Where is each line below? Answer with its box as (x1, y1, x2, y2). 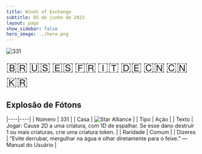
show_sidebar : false (6, 25, 58, 32)
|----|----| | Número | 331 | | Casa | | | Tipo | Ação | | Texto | (6, 115, 194, 123)
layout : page (6, 20, 39, 26)
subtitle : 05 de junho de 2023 (6, 14, 85, 20)
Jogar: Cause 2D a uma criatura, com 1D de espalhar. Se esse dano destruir (6, 122, 195, 129)
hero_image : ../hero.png (6, 31, 69, 37)
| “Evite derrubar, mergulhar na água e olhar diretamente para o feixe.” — (6, 135, 188, 142)
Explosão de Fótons (6, 100, 82, 110)
